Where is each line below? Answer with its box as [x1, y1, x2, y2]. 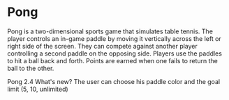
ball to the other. [7, 64, 54, 72]
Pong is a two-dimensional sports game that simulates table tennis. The [7, 27, 213, 35]
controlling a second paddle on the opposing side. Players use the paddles [7, 49, 222, 58]
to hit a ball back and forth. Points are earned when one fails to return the [7, 56, 219, 65]
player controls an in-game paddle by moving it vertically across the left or [7, 34, 221, 42]
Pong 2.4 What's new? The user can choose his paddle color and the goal [7, 77, 221, 85]
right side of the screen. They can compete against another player [7, 42, 198, 50]
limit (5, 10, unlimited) [7, 85, 68, 93]
